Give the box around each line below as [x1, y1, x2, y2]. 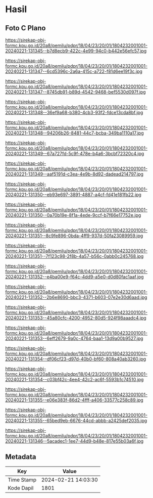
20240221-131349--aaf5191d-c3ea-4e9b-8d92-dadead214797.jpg [5, 171, 144, 177]
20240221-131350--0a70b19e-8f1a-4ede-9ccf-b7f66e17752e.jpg [5, 212, 141, 218]
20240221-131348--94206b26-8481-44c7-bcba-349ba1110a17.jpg [5, 130, 144, 136]
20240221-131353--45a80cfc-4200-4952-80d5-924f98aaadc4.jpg [5, 315, 146, 321]
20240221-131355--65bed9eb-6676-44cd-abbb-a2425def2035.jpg [5, 418, 147, 423]
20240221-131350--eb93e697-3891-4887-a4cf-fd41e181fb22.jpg [5, 192, 141, 198]
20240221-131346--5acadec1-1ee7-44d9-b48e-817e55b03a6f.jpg [5, 438, 144, 444]
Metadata [5, 452, 36, 461]
